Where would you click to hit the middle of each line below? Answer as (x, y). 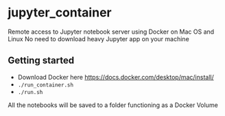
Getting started (41, 61)
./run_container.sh (46, 85)
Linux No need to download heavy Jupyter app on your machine (98, 38)
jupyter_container (60, 13)
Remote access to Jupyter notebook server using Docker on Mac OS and (111, 32)
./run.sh (30, 92)
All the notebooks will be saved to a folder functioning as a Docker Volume (113, 105)
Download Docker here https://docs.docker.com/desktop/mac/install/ (116, 77)
